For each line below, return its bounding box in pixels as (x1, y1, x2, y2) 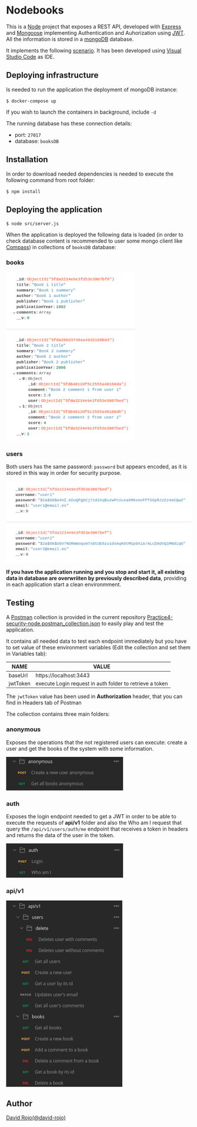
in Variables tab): (6, 650, 47, 657)
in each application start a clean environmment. (6, 581, 122, 588)
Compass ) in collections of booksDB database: (6, 244, 116, 251)
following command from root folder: (6, 176, 95, 183)
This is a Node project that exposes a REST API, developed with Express (6, 23, 181, 30)
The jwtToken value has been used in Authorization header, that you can (6, 693, 183, 700)
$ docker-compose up (6, 98, 57, 104)
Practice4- (146, 613, 173, 620)
